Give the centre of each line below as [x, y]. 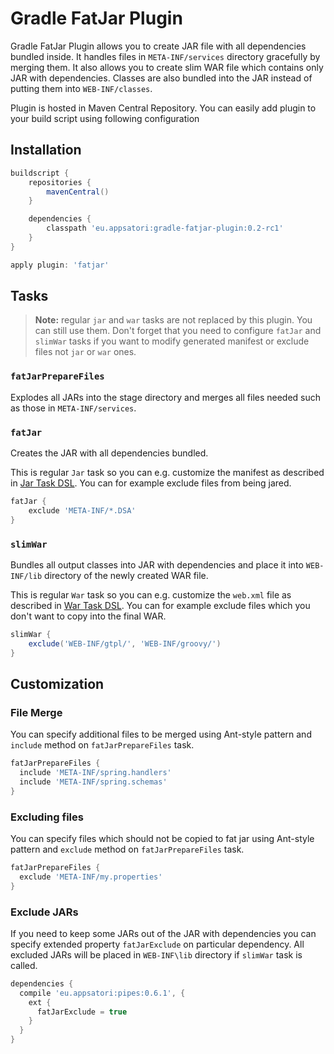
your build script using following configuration [105, 118]
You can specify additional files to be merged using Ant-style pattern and [161, 734]
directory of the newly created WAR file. [126, 575]
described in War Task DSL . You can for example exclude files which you [160, 605]
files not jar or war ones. [85, 352]
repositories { [60, 182]
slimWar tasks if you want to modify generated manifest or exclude [172, 341]
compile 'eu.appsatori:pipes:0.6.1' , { [102, 993]
